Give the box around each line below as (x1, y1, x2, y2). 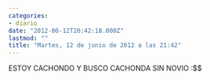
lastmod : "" (8, 34, 48, 42)
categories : (8, 11, 48, 20)
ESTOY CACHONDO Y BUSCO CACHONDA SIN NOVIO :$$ (8, 63, 203, 73)
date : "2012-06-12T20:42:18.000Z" (8, 26, 125, 34)
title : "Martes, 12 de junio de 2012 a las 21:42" (8, 42, 182, 50)
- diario (8, 19, 38, 27)
